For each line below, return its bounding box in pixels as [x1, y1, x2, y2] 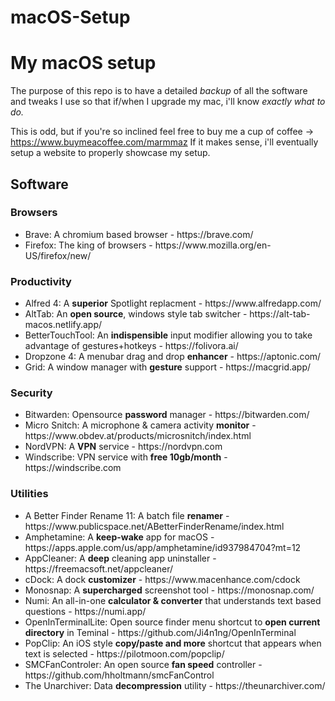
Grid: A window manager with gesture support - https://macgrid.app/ [24, 361, 312, 373]
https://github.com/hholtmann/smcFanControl [24, 669, 215, 681]
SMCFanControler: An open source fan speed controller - [24, 658, 263, 670]
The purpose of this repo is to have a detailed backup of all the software [10, 85, 308, 97]
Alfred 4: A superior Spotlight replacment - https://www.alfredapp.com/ [24, 297, 322, 310]
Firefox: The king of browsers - [24, 239, 153, 251]
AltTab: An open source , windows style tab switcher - [24, 308, 248, 320]
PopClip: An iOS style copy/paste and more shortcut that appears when [24, 637, 322, 649]
